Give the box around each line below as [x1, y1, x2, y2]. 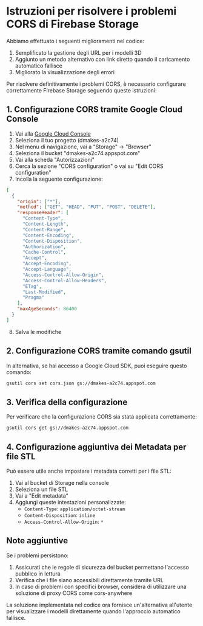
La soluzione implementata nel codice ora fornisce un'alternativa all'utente [6, 601, 193, 608]
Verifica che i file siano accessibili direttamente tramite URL [15, 576, 164, 583]
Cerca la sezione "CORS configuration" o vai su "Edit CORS [15, 162, 164, 170]
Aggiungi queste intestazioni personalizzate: [15, 498, 126, 506]
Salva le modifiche [15, 328, 62, 335]
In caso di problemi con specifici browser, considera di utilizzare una [15, 583, 187, 590]
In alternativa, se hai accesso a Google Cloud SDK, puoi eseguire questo [6, 362, 187, 369]
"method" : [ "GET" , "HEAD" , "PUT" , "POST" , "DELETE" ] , [17, 204, 156, 210]
